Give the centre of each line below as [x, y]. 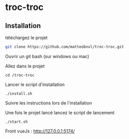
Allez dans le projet [25, 66]
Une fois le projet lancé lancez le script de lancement [60, 112]
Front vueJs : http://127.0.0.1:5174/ [40, 131]
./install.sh [19, 93]
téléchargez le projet [26, 37]
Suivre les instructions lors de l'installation [49, 103]
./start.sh [16, 121]
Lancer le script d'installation [35, 84]
